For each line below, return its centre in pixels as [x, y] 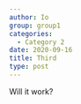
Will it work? [31, 91]
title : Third [33, 58]
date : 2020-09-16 [41, 50]
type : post [29, 67]
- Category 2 [41, 42]
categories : [31, 33]
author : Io [29, 17]
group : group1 [35, 26]
